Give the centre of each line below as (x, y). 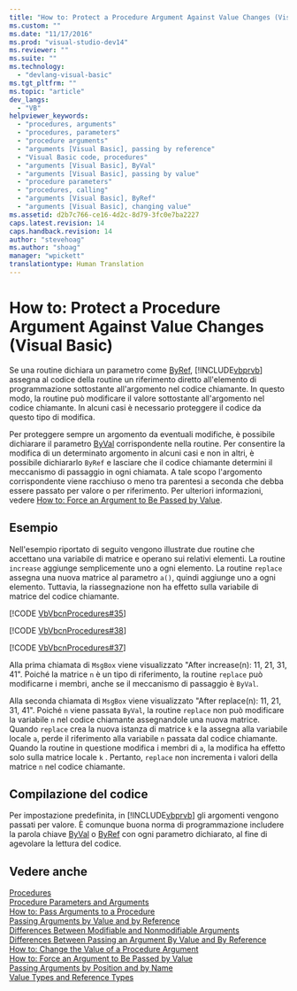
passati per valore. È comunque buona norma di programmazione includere (147, 825)
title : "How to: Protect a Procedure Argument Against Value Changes (140, 17)
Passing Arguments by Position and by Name (91, 968)
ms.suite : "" (33, 58)
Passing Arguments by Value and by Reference (95, 921)
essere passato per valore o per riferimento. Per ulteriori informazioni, (136, 490)
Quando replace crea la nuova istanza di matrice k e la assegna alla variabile (148, 729)
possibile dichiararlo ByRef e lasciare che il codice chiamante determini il (141, 462)
